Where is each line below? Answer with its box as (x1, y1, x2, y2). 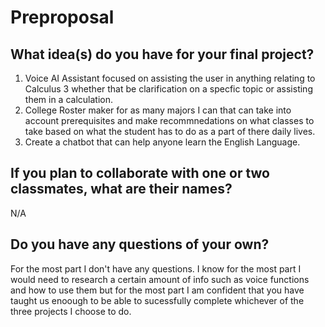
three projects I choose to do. (10, 305, 132, 317)
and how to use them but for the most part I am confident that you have (10, 284, 305, 296)
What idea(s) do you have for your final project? (10, 46, 315, 63)
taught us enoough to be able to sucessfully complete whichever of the (10, 294, 305, 306)
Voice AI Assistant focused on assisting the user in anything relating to (24, 72, 316, 84)
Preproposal (10, 6, 115, 29)
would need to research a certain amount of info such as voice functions (10, 273, 310, 285)
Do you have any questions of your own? (10, 236, 270, 253)
